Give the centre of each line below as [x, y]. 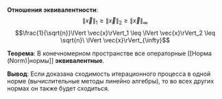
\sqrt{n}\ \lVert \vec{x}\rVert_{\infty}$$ [115, 40]
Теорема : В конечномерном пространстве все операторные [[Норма [110, 53]
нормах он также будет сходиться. [58, 88]
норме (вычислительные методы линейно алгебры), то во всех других [111, 81]
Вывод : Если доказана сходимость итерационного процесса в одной [109, 74]
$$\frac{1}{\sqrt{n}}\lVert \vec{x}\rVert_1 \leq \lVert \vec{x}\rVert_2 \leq [115, 33]
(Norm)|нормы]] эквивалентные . [56, 60]
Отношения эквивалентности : [53, 10]
